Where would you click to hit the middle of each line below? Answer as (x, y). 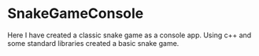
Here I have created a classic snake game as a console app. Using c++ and (129, 35)
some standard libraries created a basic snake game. (93, 43)
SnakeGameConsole (76, 14)
